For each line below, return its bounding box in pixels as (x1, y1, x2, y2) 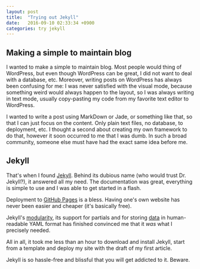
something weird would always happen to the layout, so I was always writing (6, 89, 194, 96)
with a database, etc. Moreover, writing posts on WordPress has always (6, 76, 182, 84)
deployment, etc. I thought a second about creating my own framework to (6, 126, 187, 133)
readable (6, 220, 28, 227)
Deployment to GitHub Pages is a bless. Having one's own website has (6, 195, 180, 203)
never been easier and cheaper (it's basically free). (6, 202, 132, 209)
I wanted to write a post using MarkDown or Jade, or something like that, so (6, 113, 193, 120)
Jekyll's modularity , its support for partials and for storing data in (6, 213, 166, 221)
